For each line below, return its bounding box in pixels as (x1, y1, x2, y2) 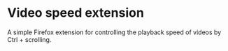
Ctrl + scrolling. (7, 35, 52, 43)
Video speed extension (7, 5, 145, 21)
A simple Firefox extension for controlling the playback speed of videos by (7, 28, 222, 36)
